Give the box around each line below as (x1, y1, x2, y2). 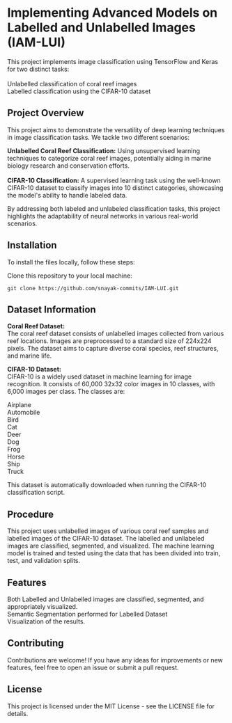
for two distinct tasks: (7, 65, 70, 73)
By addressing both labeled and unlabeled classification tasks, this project (7, 204, 221, 213)
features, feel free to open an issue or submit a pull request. (7, 663, 179, 672)
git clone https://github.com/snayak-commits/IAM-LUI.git (7, 285, 179, 292)
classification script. (7, 488, 65, 497)
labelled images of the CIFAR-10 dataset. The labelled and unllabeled (7, 534, 205, 543)
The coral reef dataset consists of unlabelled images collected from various (7, 329, 224, 338)
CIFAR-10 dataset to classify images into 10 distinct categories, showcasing (7, 183, 224, 192)
